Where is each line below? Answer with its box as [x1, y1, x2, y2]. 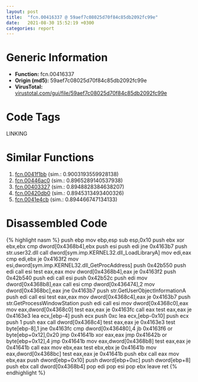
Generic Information [6, 51, 108, 64]
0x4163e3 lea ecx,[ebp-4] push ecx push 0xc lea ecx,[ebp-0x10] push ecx [6, 312, 189, 319]
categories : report [6, 25, 55, 32]
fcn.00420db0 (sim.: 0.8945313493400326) [14, 190, 124, 197]
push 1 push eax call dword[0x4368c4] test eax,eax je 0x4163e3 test [6, 319, 175, 325]
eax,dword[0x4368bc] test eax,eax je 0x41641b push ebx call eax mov [6, 350, 180, 357]
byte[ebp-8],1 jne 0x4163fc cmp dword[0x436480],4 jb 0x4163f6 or [6, 325, 173, 332]
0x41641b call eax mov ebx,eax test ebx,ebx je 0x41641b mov [6, 344, 157, 351]
